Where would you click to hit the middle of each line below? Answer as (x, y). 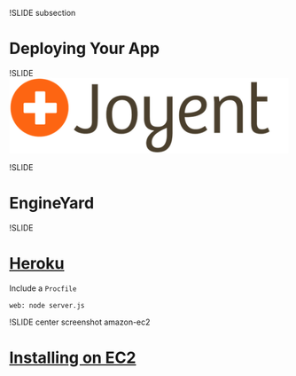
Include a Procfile (43, 288)
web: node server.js (47, 306)
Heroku (37, 264)
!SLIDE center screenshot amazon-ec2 (80, 322)
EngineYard (52, 204)
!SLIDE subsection (43, 13)
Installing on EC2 (73, 358)
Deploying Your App (85, 49)
